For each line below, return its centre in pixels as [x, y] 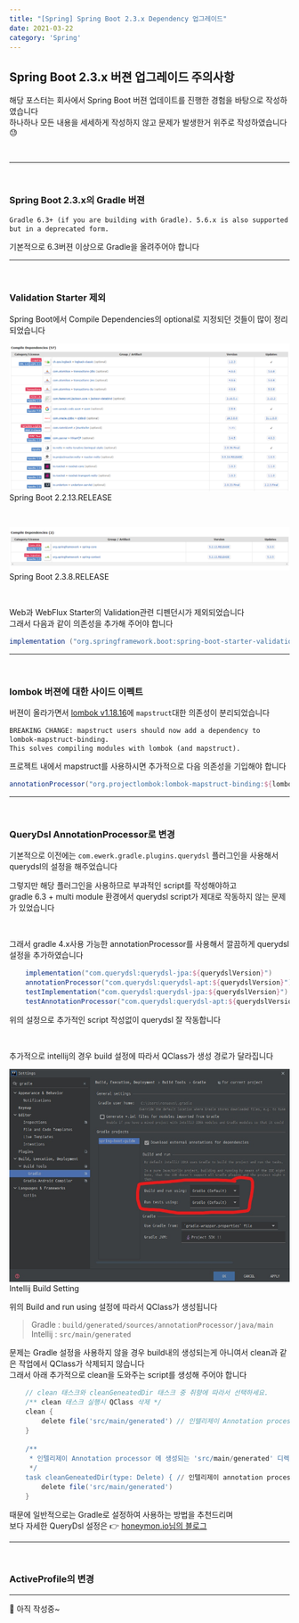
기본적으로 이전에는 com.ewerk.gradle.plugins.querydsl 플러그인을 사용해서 [144, 855]
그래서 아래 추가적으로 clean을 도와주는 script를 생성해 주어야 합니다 [128, 1375]
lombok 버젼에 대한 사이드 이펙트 [77, 691]
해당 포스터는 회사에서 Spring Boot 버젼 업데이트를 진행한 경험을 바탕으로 [137, 100]
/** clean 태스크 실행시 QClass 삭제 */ [93, 1402]
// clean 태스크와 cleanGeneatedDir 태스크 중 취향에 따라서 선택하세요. [147, 1393]
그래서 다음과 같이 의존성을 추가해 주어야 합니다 [91, 623]
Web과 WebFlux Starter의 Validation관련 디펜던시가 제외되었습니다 [127, 612]
